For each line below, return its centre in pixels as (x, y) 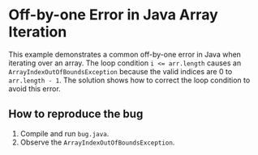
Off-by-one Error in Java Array (114, 15)
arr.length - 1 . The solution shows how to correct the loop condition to (129, 80)
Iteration (38, 32)
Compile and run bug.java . (64, 133)
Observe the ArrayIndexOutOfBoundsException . (97, 142)
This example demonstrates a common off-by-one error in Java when (125, 54)
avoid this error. (34, 88)
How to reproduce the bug (76, 114)
